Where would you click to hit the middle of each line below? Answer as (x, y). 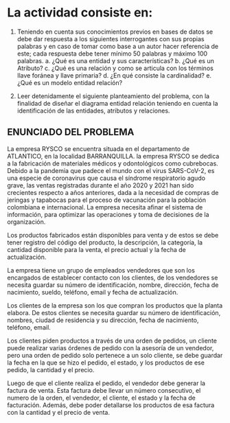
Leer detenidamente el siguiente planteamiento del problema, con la (113, 96)
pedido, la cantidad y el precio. (51, 369)
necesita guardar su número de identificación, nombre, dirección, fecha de (113, 285)
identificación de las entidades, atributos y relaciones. (93, 111)
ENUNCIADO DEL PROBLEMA (71, 132)
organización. (26, 222)
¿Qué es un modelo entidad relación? (70, 82)
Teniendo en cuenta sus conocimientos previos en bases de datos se (115, 32)
